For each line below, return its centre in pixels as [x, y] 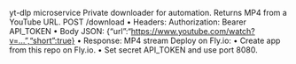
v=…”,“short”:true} [42, 40]
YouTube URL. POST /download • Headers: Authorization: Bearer [128, 22]
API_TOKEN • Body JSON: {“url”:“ [70, 31]
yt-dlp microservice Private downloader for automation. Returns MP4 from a [148, 13]
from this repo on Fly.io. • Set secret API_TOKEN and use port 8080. [134, 50]
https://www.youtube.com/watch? [193, 31]
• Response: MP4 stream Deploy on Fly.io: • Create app [179, 40]
